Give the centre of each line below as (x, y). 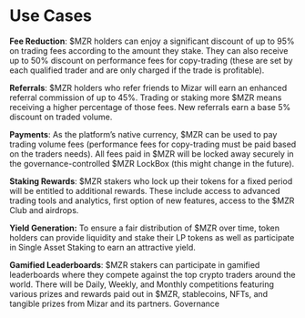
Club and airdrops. (44, 210)
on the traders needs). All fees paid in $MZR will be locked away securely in (152, 154)
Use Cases (51, 16)
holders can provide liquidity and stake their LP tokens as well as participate (152, 237)
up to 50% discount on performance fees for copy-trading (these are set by (151, 60)
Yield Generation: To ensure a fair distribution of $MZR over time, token (145, 228)
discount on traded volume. (61, 117)
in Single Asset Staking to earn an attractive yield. (102, 247)
